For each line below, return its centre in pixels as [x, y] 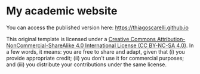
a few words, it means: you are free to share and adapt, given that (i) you [96, 51]
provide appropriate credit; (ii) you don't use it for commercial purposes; [95, 58]
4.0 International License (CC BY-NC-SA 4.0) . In [135, 45]
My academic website [62, 11]
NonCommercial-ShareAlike [40, 45]
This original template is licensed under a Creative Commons [81, 39]
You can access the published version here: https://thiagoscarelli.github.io [98, 27]
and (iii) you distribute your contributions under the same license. [87, 64]
